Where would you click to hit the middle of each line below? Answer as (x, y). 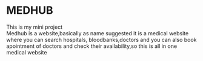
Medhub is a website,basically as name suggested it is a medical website (98, 33)
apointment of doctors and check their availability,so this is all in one (92, 46)
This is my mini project (35, 27)
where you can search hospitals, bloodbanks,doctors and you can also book (101, 39)
